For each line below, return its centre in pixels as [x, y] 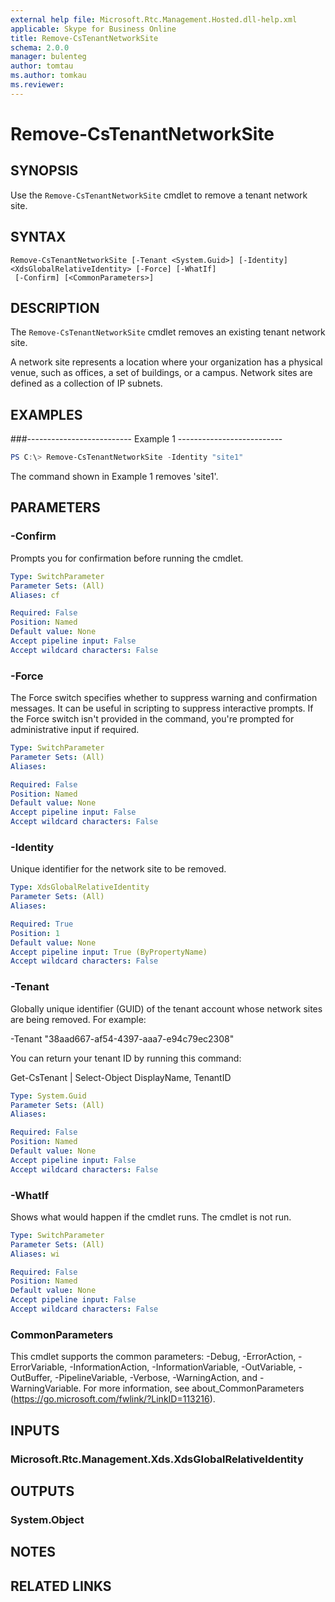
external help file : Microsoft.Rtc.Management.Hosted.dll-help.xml [154, 19]
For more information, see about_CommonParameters [194, 1388]
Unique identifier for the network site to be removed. [118, 869]
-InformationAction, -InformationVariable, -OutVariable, [183, 1367]
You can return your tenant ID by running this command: [126, 1058]
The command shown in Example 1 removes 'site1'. [114, 477]
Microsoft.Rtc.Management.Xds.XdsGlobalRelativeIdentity [157, 1459]
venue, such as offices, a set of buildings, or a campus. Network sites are [161, 373]
